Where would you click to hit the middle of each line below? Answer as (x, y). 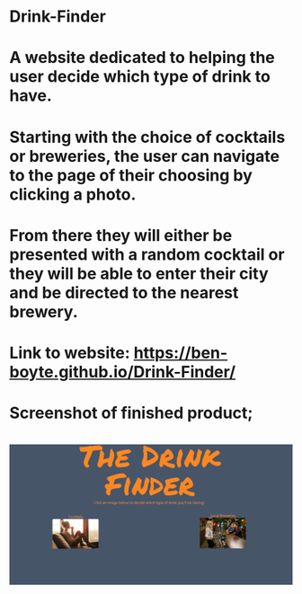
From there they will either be (121, 235)
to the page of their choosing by (131, 175)
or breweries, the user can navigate (145, 156)
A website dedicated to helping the (142, 58)
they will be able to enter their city (139, 274)
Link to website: (70, 353)
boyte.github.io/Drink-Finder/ (123, 372)
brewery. (44, 311)
